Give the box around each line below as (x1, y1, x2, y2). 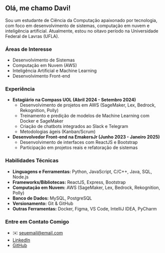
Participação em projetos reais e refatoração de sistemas (19, 144, 138, 150)
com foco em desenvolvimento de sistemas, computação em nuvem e (5, 22, 150, 28)
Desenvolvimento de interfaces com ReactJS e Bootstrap (19, 139, 138, 145)
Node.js (12, 173, 29, 179)
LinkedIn (12, 237, 30, 243)
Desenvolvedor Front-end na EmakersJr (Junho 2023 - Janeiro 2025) (12, 134, 160, 140)
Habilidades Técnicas (5, 157, 59, 164)
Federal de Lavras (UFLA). (5, 33, 59, 39)
